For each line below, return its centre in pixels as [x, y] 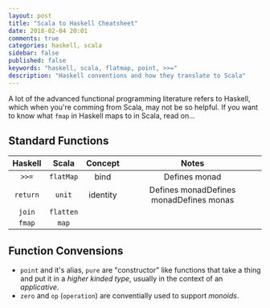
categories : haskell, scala [55, 46]
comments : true [34, 38]
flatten [64, 212]
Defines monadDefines [192, 190]
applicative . [39, 287]
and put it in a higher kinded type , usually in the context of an [121, 279]
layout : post [30, 16]
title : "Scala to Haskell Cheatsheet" [73, 23]
